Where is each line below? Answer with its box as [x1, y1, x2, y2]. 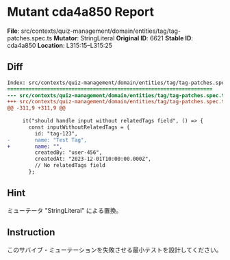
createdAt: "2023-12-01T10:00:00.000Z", [34, 155, 152, 163]
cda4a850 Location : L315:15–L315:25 [7, 41, 113, 49]
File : [7, 27, 20, 35]
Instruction [7, 226, 55, 238]
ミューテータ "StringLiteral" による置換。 [7, 206, 123, 214]
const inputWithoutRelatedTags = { [28, 124, 130, 131]
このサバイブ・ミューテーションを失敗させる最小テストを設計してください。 [7, 246, 222, 254]
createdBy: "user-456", [34, 149, 103, 156]
